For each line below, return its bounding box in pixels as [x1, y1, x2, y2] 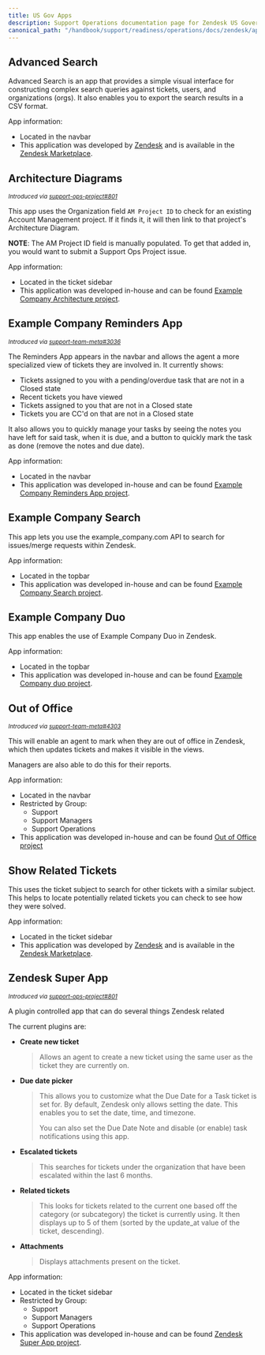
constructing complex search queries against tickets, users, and [8, 84, 217, 95]
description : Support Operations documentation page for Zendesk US [8, 19, 238, 27]
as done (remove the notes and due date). [8, 441, 145, 450]
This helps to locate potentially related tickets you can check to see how [8, 893, 243, 903]
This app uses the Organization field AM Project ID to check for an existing [8, 207, 252, 215]
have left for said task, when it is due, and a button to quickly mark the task [8, 432, 252, 442]
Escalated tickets [19, 1147, 78, 1156]
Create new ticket [19, 1036, 80, 1046]
